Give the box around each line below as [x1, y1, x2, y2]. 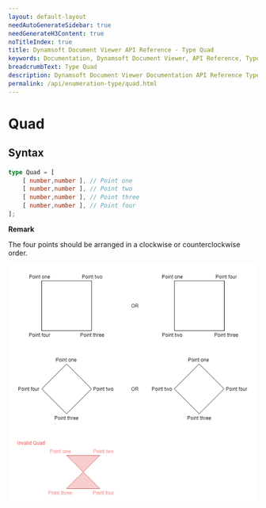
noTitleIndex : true [8, 38, 73, 46]
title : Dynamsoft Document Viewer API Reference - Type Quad [8, 46, 215, 55]
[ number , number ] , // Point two [22, 185, 133, 193]
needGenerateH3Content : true [8, 29, 104, 37]
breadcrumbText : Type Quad [8, 63, 97, 71]
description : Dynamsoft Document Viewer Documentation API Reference [8, 71, 243, 79]
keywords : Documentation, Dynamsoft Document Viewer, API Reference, [8, 55, 243, 63]
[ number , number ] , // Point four [22, 202, 136, 210]
